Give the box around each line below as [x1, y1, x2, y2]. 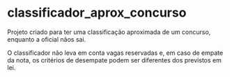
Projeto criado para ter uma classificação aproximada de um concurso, [7, 28, 211, 36]
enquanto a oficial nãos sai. [7, 35, 86, 43]
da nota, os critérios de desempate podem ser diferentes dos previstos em [7, 55, 222, 64]
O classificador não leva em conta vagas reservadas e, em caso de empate [7, 49, 224, 57]
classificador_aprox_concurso [7, 5, 187, 21]
